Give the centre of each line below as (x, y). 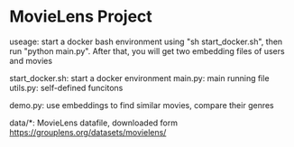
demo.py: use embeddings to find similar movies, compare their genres (142, 105)
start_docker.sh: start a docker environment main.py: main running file (139, 78)
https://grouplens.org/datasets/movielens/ (88, 132)
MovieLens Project (81, 17)
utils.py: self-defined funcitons (66, 87)
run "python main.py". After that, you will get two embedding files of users (147, 51)
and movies (31, 60)
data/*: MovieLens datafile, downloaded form (94, 123)
